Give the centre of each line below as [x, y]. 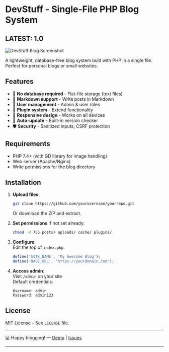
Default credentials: [33, 281]
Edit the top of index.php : [38, 247]
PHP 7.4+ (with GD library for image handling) [60, 156]
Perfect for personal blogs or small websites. [52, 66]
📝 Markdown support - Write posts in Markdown [63, 99]
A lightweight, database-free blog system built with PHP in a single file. [79, 60]
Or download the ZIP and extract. [47, 214]
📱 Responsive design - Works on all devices [59, 115]
